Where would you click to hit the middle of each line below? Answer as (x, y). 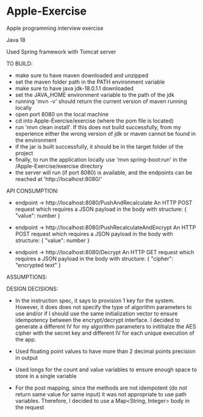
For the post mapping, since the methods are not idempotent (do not (101, 388)
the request (30, 407)
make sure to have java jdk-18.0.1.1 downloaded (74, 88)
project (24, 153)
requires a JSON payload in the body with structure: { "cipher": (94, 258)
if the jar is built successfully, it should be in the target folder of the (99, 146)
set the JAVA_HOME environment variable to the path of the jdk (95, 94)
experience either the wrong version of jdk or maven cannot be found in (105, 134)
